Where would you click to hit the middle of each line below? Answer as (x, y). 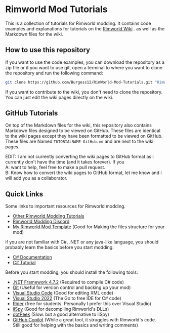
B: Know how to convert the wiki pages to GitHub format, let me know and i (83, 173)
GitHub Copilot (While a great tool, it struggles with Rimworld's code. (84, 320)
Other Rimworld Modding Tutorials (48, 216)
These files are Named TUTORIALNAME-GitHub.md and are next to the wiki (79, 141)
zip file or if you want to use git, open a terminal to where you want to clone (84, 67)
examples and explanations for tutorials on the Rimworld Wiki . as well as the (85, 28)
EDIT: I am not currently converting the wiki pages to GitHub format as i (79, 157)
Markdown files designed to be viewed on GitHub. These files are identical (83, 131)
